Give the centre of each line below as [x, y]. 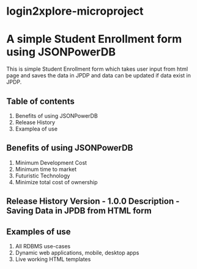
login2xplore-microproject [75, 11]
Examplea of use [36, 129]
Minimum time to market [46, 169]
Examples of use [39, 231]
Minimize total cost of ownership [56, 182]
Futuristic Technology [43, 176]
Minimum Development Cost [51, 162]
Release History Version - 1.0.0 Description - [93, 202]
